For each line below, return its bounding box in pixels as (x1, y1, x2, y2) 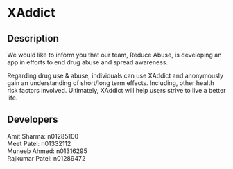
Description (7, 33, 59, 44)
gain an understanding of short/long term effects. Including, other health (7, 79, 214, 87)
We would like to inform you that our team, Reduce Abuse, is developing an (7, 51, 222, 59)
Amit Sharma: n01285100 (7, 132, 79, 140)
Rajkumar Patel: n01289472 (7, 154, 86, 162)
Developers (7, 114, 58, 125)
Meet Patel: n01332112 (7, 139, 71, 148)
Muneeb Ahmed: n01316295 (7, 147, 88, 155)
